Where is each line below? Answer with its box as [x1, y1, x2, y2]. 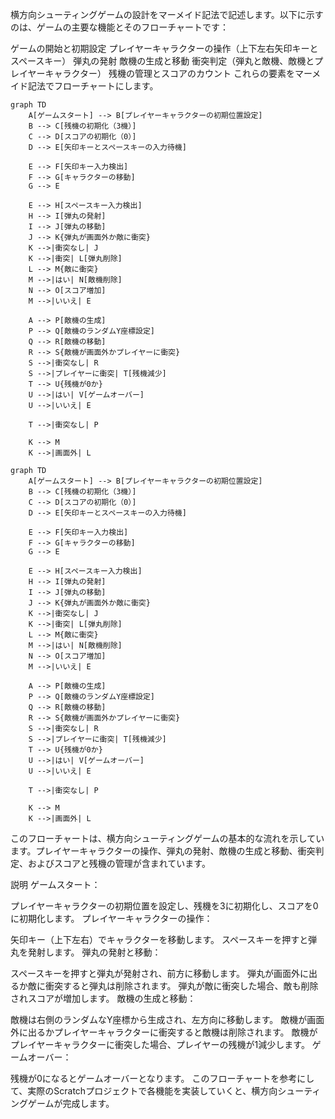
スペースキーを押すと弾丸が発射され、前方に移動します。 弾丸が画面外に [10, 968, 309, 979]
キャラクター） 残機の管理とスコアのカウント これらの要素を [44, 68, 295, 79]
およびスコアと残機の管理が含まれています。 [27, 858, 211, 869]
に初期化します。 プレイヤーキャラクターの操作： [10, 913, 213, 924]
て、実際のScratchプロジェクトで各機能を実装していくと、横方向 [10, 1085, 278, 1097]
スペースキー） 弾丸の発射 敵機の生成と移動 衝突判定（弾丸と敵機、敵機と [10, 55, 315, 67]
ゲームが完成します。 [27, 1098, 115, 1109]
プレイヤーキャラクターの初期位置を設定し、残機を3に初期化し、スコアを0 [10, 900, 319, 912]
